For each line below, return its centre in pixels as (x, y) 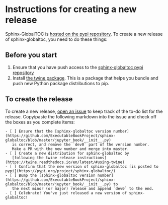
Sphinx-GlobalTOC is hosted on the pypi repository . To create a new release (84, 34)
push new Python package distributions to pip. (61, 83)
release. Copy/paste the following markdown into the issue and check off (81, 116)
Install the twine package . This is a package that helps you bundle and (85, 78)
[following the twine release (44, 158)
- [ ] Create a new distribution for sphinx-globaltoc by (67, 153)
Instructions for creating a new (71, 9)
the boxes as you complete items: (40, 122)
